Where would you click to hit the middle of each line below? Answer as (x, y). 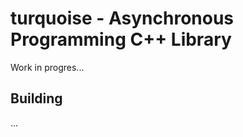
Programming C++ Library (121, 39)
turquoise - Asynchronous (122, 18)
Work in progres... (47, 67)
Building (36, 98)
